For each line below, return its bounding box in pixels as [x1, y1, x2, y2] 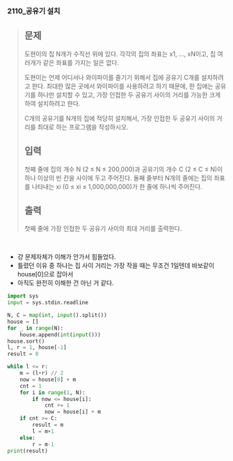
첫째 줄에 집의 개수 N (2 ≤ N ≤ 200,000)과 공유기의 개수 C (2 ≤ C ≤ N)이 [24, 165, 223, 173]
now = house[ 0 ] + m [19, 376, 77, 383]
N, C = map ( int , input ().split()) [7, 312, 108, 319]
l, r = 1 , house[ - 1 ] [7, 344, 67, 351]
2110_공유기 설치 [7, 6, 61, 15]
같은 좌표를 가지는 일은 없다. [42, 58, 120, 67]
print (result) [7, 447, 49, 454]
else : [19, 434, 36, 442]
